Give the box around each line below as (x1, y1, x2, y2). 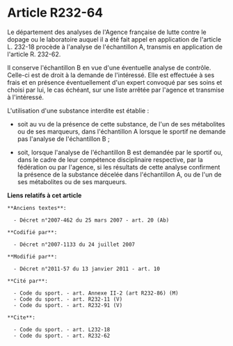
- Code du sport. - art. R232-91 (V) (13, 302, 123, 308)
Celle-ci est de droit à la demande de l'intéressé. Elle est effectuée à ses (7, 71, 215, 79)
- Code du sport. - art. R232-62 (13, 332, 111, 339)
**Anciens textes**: (7, 204, 67, 211)
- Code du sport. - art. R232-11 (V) (13, 295, 123, 303)
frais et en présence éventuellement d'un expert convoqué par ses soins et (7, 78, 223, 86)
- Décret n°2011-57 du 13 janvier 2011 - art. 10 (13, 265, 160, 272)
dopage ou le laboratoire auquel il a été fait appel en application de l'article (7, 35, 221, 43)
